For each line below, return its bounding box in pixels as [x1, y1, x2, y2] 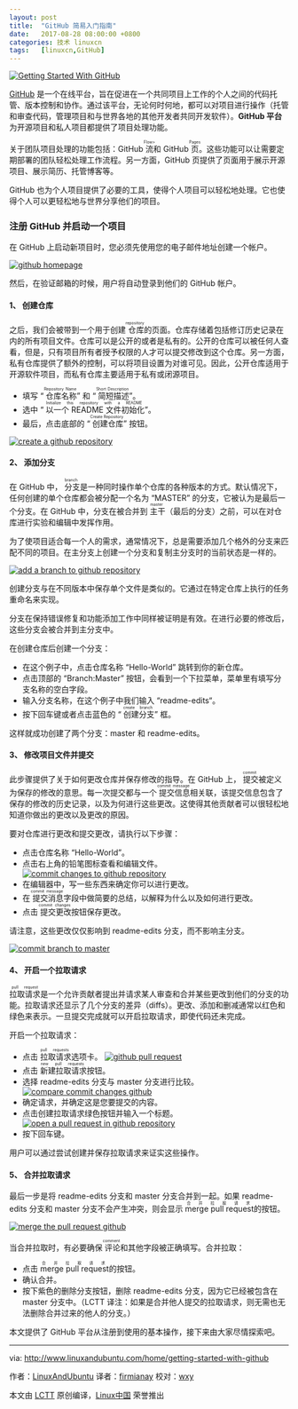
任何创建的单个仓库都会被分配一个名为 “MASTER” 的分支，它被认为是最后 [9, 492, 278, 503]
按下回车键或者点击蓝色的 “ [21, 708, 122, 719]
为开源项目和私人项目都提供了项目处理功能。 [9, 122, 173, 133]
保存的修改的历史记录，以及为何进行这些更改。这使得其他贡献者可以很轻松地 [9, 798, 289, 809]
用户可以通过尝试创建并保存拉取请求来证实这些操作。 [9, 1147, 204, 1159]
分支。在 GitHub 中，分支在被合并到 [16, 505, 148, 516]
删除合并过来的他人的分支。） [29, 1308, 136, 1318]
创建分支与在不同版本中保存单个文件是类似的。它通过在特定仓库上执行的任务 [9, 582, 289, 593]
